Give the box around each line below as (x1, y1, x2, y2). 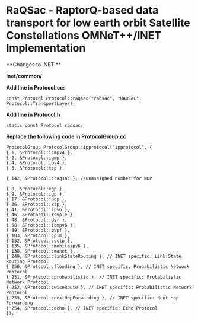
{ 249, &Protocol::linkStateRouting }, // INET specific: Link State (6, 253, 182, 259)
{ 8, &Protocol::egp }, (6, 186, 65, 192)
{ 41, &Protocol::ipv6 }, (6, 206, 70, 212)
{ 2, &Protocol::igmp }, (6, 155, 68, 161)
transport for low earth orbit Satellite (6, 16, 191, 30)
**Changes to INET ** (6, 60, 61, 68)
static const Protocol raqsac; (6, 122, 84, 128)
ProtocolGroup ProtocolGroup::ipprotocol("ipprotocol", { (6, 144, 152, 150)
